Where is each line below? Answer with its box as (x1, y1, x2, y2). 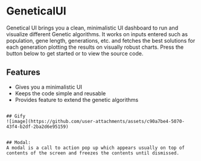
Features (6, 68, 40, 78)
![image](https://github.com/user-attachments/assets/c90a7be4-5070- (6, 118, 185, 124)
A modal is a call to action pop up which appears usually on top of (6, 145, 185, 151)
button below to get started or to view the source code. (6, 49, 144, 57)
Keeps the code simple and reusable (14, 89, 106, 97)
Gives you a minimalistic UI (14, 83, 83, 90)
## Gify (6, 113, 26, 119)
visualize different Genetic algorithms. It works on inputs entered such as (6, 30, 188, 37)
